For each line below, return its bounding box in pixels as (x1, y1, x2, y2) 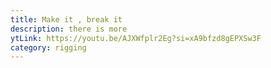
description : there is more (10, 24, 128, 34)
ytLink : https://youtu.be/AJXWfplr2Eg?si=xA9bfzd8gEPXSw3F (10, 33, 262, 43)
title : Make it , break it (10, 14, 123, 25)
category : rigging (10, 42, 87, 53)
